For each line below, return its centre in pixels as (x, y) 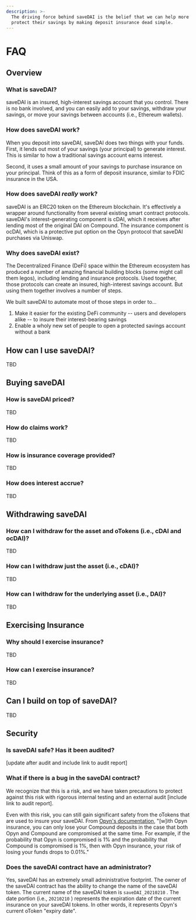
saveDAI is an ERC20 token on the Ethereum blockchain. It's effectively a (93, 207)
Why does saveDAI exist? (43, 253)
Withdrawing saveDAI (47, 514)
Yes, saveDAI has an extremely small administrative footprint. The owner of (96, 880)
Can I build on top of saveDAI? (62, 701)
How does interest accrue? (45, 483)
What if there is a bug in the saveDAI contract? (73, 778)
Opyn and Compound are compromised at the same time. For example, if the (98, 833)
